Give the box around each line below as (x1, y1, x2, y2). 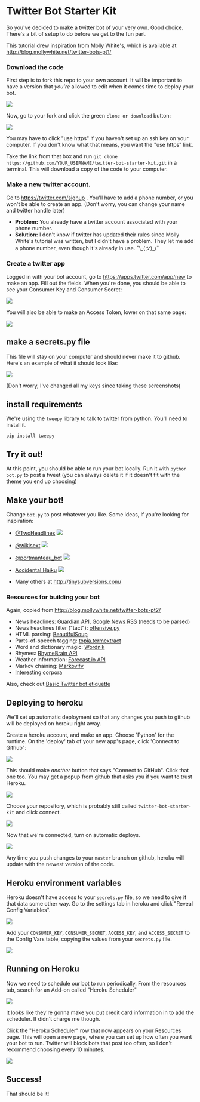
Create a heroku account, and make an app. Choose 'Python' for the (6, 731, 174, 738)
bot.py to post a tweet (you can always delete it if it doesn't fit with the (6, 472, 180, 479)
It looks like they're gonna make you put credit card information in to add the (6, 1009, 194, 1016)
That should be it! (6, 1090, 50, 1097)
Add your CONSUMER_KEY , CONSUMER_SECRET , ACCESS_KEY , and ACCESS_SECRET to (6, 929, 190, 936)
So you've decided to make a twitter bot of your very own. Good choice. (6, 24, 184, 31)
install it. (6, 421, 27, 429)
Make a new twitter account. (6, 180, 91, 189)
